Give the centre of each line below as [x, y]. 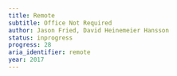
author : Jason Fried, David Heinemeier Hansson [89, 30]
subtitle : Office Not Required [60, 23]
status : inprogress [41, 38]
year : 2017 [26, 60]
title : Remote [32, 15]
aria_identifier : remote [49, 52]
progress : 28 [30, 45]
